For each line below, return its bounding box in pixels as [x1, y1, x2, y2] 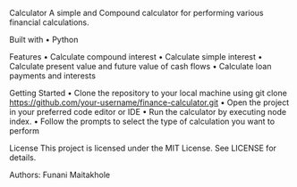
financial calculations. [9, 17, 89, 28]
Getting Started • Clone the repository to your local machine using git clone [9, 88, 288, 98]
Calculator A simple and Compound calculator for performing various [9, 8, 264, 18]
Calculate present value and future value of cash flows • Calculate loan [9, 61, 272, 71]
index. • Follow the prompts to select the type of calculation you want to [9, 116, 276, 126]
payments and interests [9, 70, 97, 81]
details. [9, 152, 37, 163]
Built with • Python [9, 35, 79, 45]
